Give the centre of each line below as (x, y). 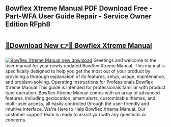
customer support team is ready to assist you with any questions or (76, 115)
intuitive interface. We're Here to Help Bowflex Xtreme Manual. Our (76, 109)
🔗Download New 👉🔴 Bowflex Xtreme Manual (79, 45)
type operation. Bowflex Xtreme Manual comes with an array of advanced (83, 93)
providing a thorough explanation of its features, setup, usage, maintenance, (85, 77)
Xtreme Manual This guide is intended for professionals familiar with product (85, 87)
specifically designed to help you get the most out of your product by (78, 71)
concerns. (16, 120)
